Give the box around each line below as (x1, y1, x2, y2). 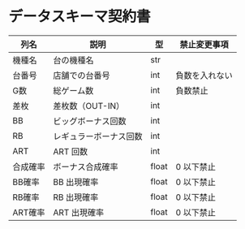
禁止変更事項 (179, 38, 229, 50)
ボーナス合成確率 (53, 161, 119, 172)
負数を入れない (175, 70, 233, 81)
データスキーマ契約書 (8, 7, 152, 26)
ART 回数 (53, 145, 88, 157)
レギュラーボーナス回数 (53, 131, 144, 142)
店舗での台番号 (53, 70, 111, 81)
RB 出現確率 (53, 192, 99, 203)
